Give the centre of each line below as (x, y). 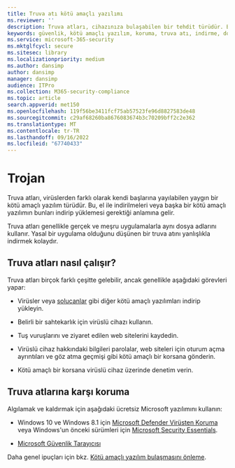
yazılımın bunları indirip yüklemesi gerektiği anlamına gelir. (91, 213)
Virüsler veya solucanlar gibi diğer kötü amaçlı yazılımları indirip (109, 301)
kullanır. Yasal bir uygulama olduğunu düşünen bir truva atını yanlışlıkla (109, 234)
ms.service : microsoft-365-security (60, 40)
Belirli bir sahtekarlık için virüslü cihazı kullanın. (85, 322)
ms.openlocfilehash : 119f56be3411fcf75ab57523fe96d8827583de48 (101, 111)
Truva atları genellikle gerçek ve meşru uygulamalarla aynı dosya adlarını (112, 226)
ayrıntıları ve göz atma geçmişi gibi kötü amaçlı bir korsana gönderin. (116, 356)
